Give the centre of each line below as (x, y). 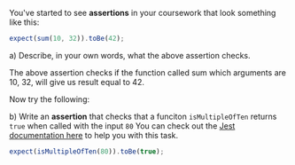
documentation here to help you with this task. (94, 135)
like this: (24, 22)
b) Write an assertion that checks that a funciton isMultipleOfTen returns (143, 116)
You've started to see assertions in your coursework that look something (143, 13)
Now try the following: (50, 99)
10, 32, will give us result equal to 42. (77, 82)
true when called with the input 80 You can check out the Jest (122, 126)
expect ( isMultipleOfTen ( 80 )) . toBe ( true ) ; (87, 151)
